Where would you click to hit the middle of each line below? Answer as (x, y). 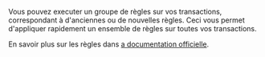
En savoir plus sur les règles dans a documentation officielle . (109, 44)
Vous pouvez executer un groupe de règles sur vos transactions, (115, 12)
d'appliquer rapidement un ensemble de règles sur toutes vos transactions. (132, 28)
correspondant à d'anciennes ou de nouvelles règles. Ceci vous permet (126, 20)
